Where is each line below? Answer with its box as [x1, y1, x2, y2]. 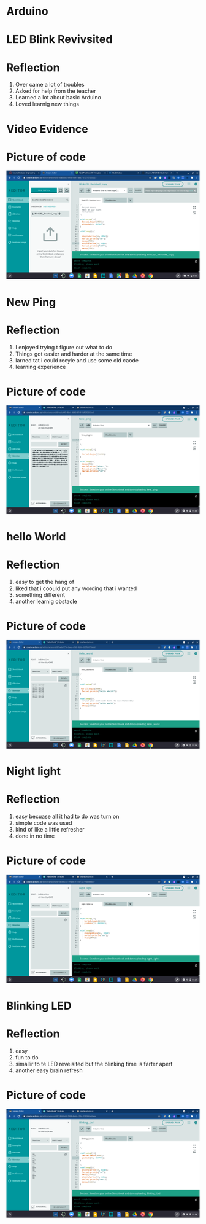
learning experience [15, 363, 66, 370]
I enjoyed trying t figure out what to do [15, 343, 112, 351]
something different [15, 591, 66, 598]
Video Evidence [6, 122, 88, 136]
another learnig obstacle [15, 598, 78, 605]
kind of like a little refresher [15, 825, 85, 833]
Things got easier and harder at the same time [15, 350, 132, 357]
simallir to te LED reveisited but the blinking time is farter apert [15, 1060, 173, 1067]
